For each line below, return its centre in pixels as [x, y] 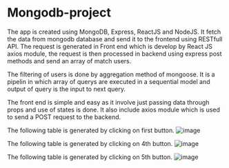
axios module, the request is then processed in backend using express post [114, 54]
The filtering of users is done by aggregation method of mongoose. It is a [111, 74]
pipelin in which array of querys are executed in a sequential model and [109, 81]
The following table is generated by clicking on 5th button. [90, 157]
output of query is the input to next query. [67, 89]
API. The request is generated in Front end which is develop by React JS [110, 46]
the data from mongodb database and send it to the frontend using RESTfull [115, 39]
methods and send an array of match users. [69, 61]
